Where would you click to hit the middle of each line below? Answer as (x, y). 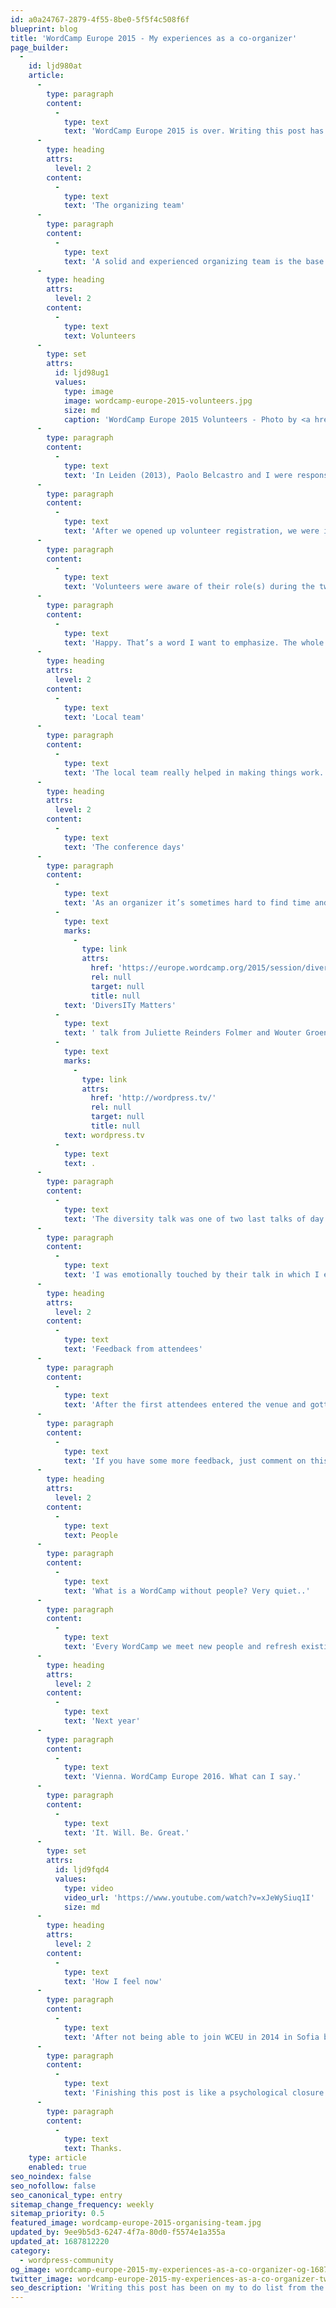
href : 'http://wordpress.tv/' (153, 1098)
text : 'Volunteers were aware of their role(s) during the (189, 587)
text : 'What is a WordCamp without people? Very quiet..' (187, 1591)
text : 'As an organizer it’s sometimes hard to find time (187, 903)
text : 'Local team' (104, 717)
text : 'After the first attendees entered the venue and (185, 1405)
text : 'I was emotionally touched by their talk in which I (191, 1275)
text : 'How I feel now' (113, 1981)
